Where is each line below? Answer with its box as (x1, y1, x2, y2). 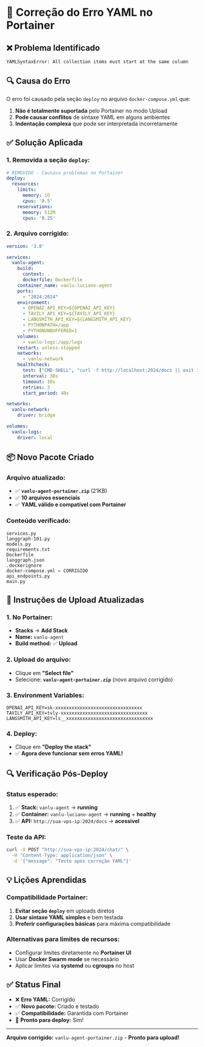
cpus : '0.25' (22, 215, 56, 221)
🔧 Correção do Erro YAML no (6, 5, 153, 19)
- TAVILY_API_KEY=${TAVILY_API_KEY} (22, 310, 115, 317)
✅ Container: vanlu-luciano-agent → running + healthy (15, 810, 157, 818)
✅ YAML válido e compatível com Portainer (15, 501, 126, 508)
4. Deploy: (6, 729, 38, 738)
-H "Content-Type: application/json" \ (12, 852, 113, 859)
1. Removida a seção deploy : (6, 156, 90, 164)
